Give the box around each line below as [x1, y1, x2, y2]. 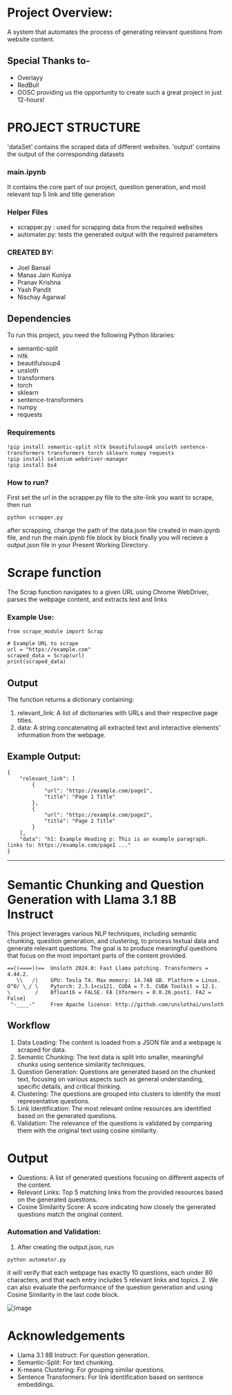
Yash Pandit [17, 285, 52, 294]
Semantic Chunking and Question [7, 877, 204, 893]
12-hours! [17, 95, 45, 104]
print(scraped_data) [7, 658, 67, 665]
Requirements [7, 428, 56, 437]
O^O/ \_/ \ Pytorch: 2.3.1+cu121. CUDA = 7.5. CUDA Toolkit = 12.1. [7, 983, 217, 989]
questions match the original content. [17, 1210, 124, 1218]
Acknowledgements [7, 1328, 126, 1344]
